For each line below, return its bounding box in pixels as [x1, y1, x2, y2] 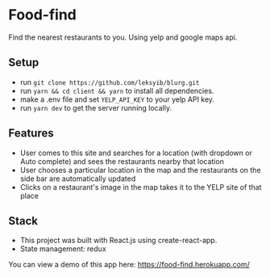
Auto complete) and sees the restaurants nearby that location [19, 156, 224, 166]
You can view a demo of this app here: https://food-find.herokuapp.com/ [8, 260, 250, 270]
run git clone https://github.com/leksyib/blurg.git [19, 77, 200, 86]
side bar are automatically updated [19, 174, 136, 183]
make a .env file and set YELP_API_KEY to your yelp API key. [19, 94, 215, 104]
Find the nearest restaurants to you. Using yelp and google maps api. [8, 32, 238, 42]
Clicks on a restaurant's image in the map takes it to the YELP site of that [19, 182, 262, 191]
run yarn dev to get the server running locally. [19, 103, 172, 112]
